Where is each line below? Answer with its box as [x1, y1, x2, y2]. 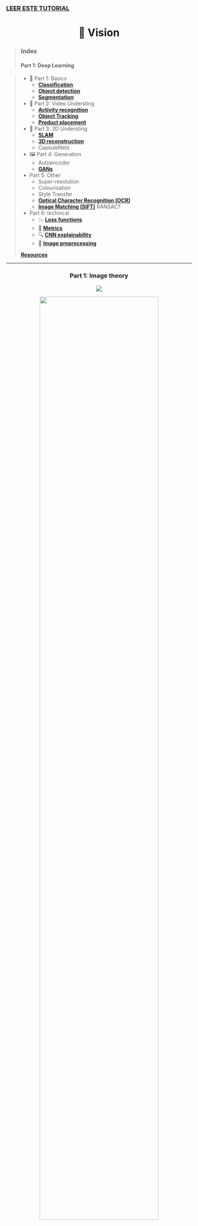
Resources [20, 251, 48, 259]
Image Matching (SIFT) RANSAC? [38, 203, 121, 211]
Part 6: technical [29, 209, 70, 217]
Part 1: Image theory [70, 272, 128, 280]
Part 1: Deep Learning [20, 62, 75, 69]
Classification [38, 81, 74, 88]
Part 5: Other [29, 172, 61, 179]
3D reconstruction [38, 138, 84, 145]
